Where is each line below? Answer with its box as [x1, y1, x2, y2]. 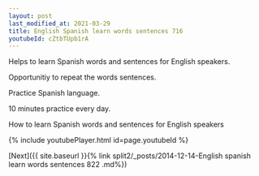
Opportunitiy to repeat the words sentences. [8, 72, 157, 82]
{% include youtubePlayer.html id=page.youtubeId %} [8, 135, 189, 145]
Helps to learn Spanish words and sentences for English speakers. [8, 57, 231, 67]
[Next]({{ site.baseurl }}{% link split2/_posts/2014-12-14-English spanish [8, 151, 252, 161]
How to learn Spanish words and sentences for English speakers [8, 119, 225, 130]
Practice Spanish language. [8, 88, 100, 98]
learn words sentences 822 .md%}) [8, 160, 127, 170]
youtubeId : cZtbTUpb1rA [8, 34, 89, 43]
